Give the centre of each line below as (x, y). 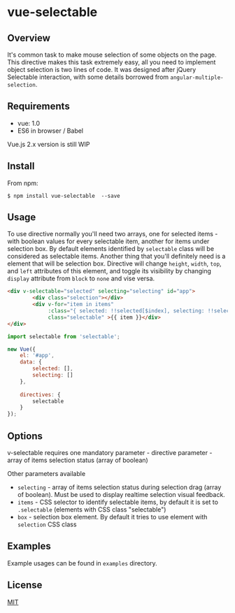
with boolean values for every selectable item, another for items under (108, 241)
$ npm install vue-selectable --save (64, 196)
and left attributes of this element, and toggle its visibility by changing (109, 271)
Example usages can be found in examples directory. (82, 563)
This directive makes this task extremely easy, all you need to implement (112, 62)
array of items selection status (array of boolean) (78, 460)
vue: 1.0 (29, 123)
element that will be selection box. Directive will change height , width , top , (114, 264)
